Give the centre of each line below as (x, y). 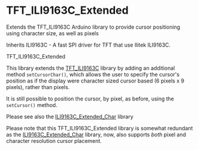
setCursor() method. (32, 105)
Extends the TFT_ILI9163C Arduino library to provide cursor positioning (93, 27)
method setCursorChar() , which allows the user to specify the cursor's (93, 74)
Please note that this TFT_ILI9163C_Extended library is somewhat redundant (99, 128)
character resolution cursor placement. (54, 140)
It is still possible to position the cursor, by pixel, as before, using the (90, 99)
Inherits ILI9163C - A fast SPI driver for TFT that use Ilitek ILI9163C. (88, 45)
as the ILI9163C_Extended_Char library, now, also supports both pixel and (96, 134)
